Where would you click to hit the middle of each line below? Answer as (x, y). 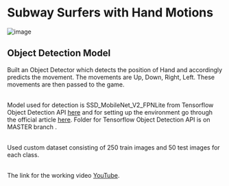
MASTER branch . (32, 127)
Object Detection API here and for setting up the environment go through (110, 112)
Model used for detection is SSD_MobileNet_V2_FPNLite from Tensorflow (110, 105)
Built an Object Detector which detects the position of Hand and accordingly (115, 69)
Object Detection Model (59, 53)
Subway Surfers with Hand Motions (110, 13)
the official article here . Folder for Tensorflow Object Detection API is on (109, 119)
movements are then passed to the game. (66, 84)
